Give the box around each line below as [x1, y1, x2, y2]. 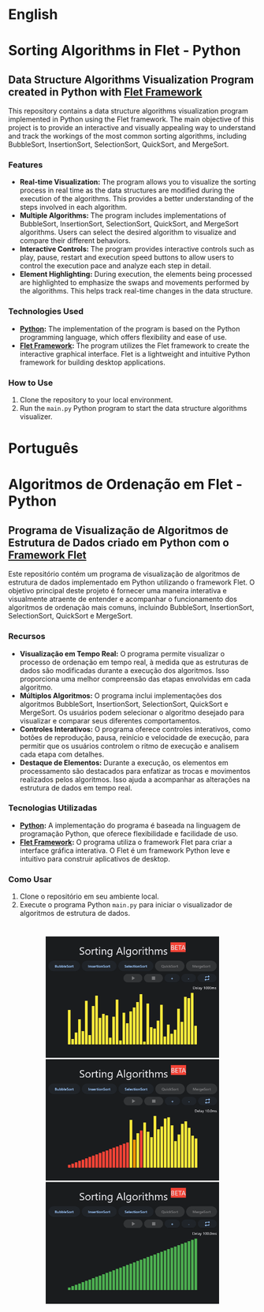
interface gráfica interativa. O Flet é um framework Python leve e [19, 846, 231, 855]
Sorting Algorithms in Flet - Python [8, 42, 241, 60]
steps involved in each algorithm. [19, 203, 128, 212]
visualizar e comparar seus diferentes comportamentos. [19, 716, 202, 725]
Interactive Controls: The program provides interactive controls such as [19, 245, 255, 254]
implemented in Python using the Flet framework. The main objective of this [8, 114, 255, 124]
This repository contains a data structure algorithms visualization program [8, 107, 248, 116]
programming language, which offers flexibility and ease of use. [19, 332, 227, 342]
